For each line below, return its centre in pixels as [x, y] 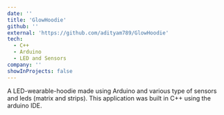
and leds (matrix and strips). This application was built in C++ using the [109, 98]
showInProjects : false [40, 71]
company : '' [24, 65]
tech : [15, 39]
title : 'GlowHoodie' [37, 20]
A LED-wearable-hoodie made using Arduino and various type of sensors [112, 91]
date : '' [20, 13]
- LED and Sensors [40, 59]
